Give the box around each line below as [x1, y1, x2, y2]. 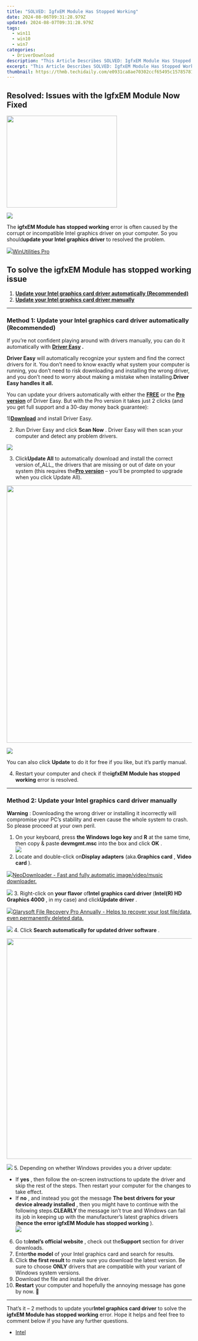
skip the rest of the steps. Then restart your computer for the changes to [15, 1182, 192, 1189]
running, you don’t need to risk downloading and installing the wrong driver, [6, 367, 190, 374]
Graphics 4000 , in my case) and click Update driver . [6, 896, 137, 903]
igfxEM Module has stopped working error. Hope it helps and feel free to [6, 1311, 184, 1318]
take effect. [15, 1189, 43, 1196]
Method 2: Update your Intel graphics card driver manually [6, 796, 177, 805]
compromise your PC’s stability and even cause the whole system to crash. [6, 816, 189, 823]
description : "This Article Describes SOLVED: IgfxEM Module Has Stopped [6, 58, 192, 64]
